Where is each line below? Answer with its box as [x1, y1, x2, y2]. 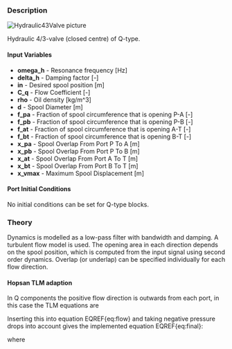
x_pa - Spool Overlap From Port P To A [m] [17, 139, 140, 147]
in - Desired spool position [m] [17, 80, 105, 89]
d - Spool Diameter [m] [17, 102, 83, 111]
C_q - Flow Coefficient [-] [17, 88, 91, 96]
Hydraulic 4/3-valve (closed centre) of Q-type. [7, 35, 141, 43]
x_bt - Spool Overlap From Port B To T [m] [17, 161, 139, 170]
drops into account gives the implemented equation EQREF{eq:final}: [7, 322, 204, 330]
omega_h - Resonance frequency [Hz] [17, 66, 128, 74]
